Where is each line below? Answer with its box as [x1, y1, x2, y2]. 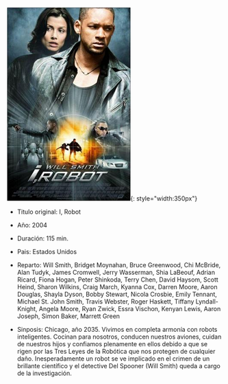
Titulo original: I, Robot [16, 207, 81, 216]
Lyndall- [195, 297, 219, 306]
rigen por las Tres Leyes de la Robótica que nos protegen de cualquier [16, 348, 216, 355]
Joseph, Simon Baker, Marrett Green [16, 312, 121, 320]
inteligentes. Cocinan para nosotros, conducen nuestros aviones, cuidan [16, 332, 222, 341]
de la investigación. [16, 369, 72, 377]
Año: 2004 [16, 221, 48, 229]
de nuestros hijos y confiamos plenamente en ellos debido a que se [16, 340, 208, 348]
